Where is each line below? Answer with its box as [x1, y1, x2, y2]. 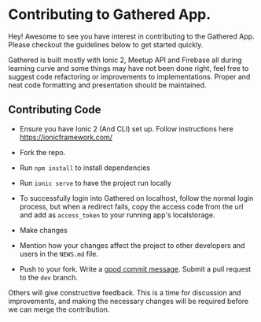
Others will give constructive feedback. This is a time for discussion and [8, 287, 241, 297]
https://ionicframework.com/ [19, 132, 112, 142]
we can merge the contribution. [8, 305, 110, 314]
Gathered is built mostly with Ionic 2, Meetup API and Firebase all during [8, 55, 242, 65]
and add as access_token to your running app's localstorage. [19, 210, 215, 220]
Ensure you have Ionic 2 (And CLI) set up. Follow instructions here [19, 124, 233, 133]
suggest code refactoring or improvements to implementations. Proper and [8, 72, 251, 81]
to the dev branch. [19, 272, 79, 282]
